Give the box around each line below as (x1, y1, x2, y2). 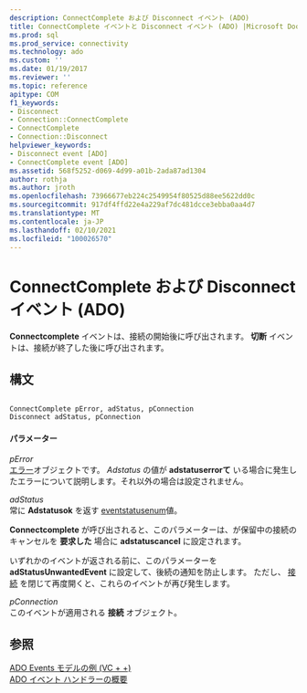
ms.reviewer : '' (9, 73, 71, 82)
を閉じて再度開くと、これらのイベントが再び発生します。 (19, 578, 235, 589)
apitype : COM (9, 89, 59, 99)
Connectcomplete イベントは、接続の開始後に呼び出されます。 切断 (9, 331, 268, 342)
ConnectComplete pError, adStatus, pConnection (9, 404, 195, 414)
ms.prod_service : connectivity (9, 38, 129, 48)
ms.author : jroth (9, 184, 76, 193)
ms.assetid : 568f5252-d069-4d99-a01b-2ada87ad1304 (9, 166, 206, 175)
